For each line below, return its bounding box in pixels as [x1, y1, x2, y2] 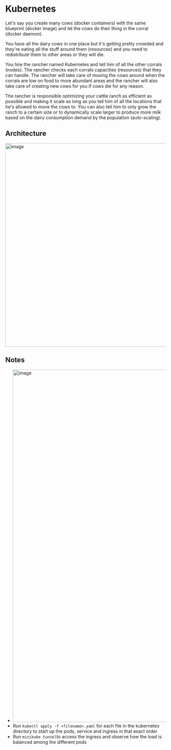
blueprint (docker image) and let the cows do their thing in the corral [5, 25, 149, 31]
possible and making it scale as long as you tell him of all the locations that [5, 98, 162, 104]
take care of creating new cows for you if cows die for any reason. [5, 83, 145, 89]
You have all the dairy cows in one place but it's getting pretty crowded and [5, 40, 164, 46]
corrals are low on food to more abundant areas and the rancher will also [5, 77, 158, 84]
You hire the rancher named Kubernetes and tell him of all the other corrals [5, 61, 162, 67]
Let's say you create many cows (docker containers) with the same [5, 20, 146, 26]
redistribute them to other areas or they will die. [5, 51, 105, 58]
